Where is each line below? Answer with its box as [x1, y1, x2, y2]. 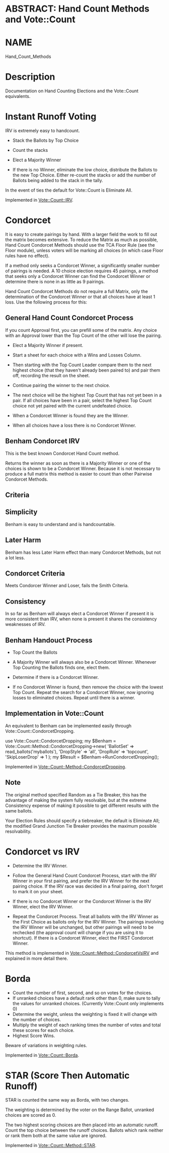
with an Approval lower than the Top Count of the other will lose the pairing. [5, 332, 162, 338]
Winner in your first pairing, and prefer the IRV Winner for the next [12, 878, 150, 884]
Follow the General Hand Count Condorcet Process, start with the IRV [12, 872, 157, 878]
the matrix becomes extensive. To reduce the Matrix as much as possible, [5, 237, 158, 243]
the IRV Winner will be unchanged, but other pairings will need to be [12, 924, 154, 930]
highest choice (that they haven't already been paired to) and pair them [12, 367, 160, 373]
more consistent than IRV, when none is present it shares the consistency [5, 616, 157, 622]
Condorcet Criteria [5, 569, 65, 578]
